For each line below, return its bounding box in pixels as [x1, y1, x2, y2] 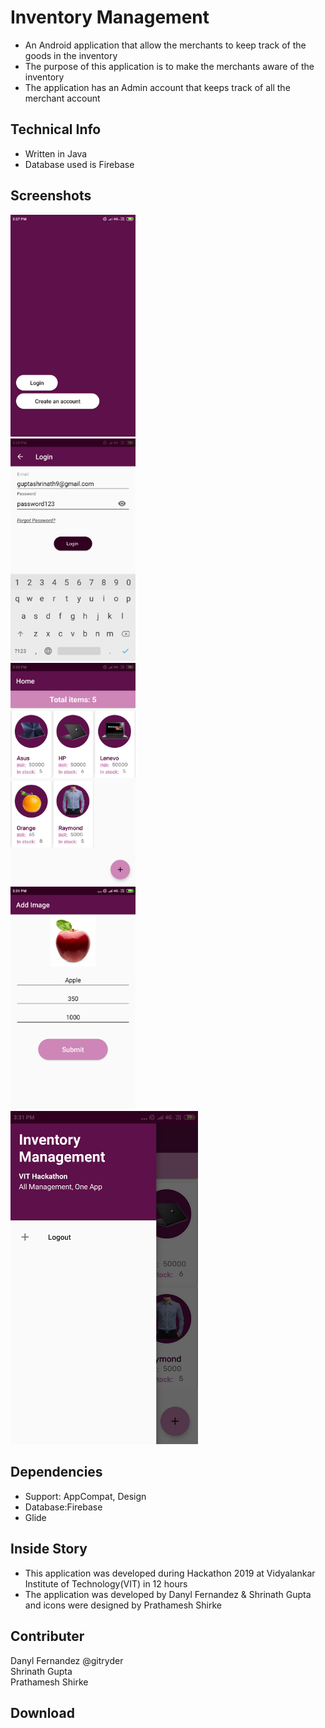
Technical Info [10, 121, 102, 138]
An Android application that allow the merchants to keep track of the [24, 39, 307, 51]
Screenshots [10, 187, 92, 205]
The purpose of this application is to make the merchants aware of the [24, 60, 315, 72]
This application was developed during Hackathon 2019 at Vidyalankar [24, 1567, 316, 1579]
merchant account [24, 92, 101, 104]
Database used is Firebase [24, 158, 135, 170]
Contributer [10, 1628, 85, 1645]
